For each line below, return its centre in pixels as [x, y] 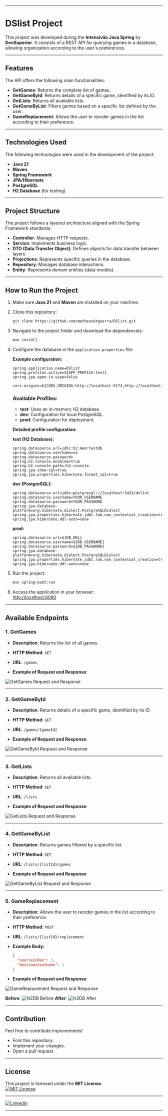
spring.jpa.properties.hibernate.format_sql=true [65, 475]
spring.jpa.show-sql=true [39, 470]
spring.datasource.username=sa [45, 453]
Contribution [25, 1019]
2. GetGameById [25, 699]
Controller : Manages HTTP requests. [50, 238]
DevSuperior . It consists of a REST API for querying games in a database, [81, 42]
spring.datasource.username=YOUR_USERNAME [57, 497]
